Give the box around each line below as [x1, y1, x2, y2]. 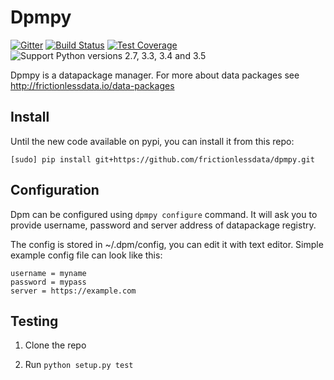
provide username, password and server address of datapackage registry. [10, 219, 317, 231]
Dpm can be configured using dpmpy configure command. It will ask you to [10, 208, 318, 220]
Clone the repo [24, 339, 87, 351]
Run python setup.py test [24, 359, 134, 371]
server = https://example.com [10, 286, 137, 296]
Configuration [10, 182, 100, 199]
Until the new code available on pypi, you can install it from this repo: [10, 135, 295, 147]
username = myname [10, 268, 87, 278]
